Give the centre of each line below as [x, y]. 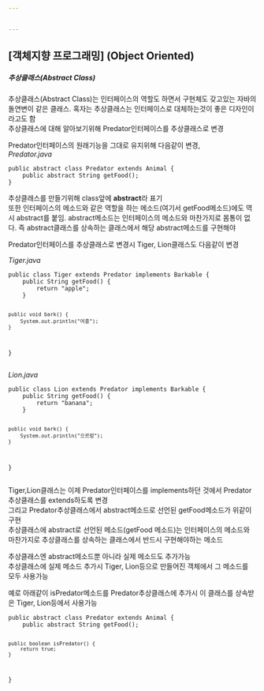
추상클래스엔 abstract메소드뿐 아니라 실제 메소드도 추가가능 [100, 556]
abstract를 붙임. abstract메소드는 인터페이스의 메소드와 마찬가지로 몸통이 [129, 218]
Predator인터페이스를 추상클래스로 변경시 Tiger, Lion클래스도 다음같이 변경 [123, 245]
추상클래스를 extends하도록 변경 [58, 500]
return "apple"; [63, 289]
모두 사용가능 [28, 576]
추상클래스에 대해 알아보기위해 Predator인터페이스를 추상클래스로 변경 [116, 129]
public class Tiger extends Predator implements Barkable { [109, 275]
